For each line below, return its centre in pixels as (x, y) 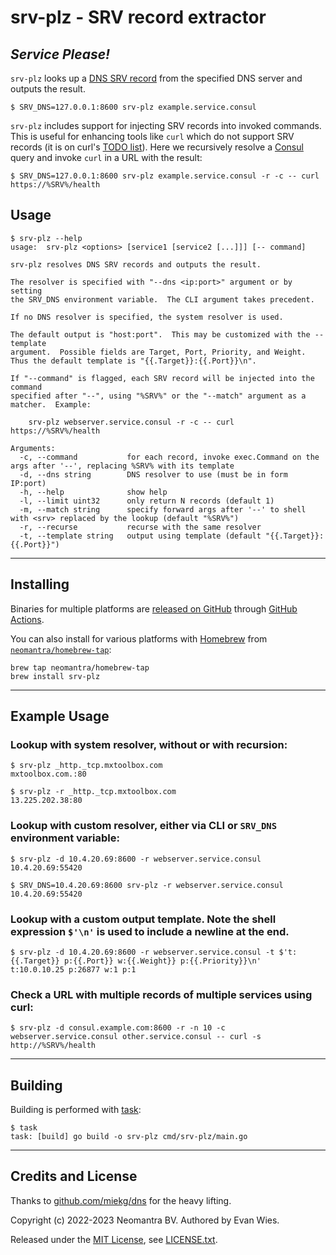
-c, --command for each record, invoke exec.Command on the (169, 457)
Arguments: (33, 448)
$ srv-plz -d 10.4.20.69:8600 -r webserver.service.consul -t (142, 952)
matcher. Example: (51, 404)
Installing (40, 584)
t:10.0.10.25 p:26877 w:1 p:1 (73, 969)
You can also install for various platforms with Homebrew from (139, 638)
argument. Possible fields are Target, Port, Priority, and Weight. (158, 352)
